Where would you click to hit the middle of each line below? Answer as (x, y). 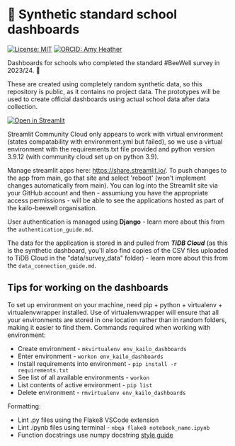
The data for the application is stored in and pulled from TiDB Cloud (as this (118, 243)
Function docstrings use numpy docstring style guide (95, 435)
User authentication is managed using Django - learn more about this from (116, 222)
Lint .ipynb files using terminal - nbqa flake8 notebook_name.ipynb (114, 427)
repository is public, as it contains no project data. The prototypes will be (114, 91)
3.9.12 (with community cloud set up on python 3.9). (83, 156)
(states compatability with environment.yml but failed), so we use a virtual (115, 142)
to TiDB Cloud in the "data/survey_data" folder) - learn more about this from (118, 258)
